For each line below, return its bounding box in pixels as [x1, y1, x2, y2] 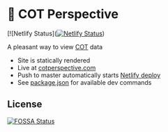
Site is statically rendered [17, 56, 91, 65]
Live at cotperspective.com [17, 63, 96, 72]
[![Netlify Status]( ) [7, 29, 105, 38]
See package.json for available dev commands [17, 78, 152, 86]
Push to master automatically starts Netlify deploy [17, 71, 161, 79]
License [7, 99, 43, 110]
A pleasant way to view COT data [7, 42, 103, 51]
